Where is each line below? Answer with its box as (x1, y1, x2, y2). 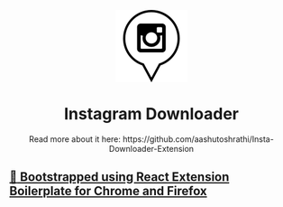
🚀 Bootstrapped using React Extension (9, 169, 230, 185)
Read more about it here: (28, 133, 122, 145)
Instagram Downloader (63, 104, 240, 125)
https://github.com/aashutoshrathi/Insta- (123, 133, 275, 145)
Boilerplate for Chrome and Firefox (9, 183, 207, 199)
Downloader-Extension (108, 143, 195, 154)
